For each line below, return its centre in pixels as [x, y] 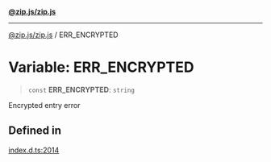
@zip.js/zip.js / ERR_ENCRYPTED [63, 35]
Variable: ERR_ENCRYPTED [101, 67]
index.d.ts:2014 [34, 150]
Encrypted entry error [44, 105]
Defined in [35, 131]
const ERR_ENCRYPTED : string [81, 89]
